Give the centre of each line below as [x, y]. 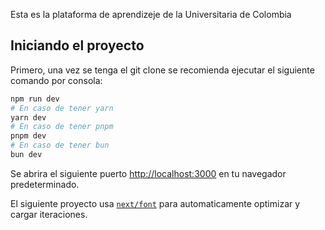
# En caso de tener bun [60, 145]
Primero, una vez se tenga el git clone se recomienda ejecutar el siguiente [162, 70]
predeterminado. [45, 184]
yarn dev [28, 117]
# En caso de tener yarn [62, 108]
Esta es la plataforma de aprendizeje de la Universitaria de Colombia [151, 14]
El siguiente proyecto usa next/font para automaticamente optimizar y [155, 203]
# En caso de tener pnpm [62, 127]
